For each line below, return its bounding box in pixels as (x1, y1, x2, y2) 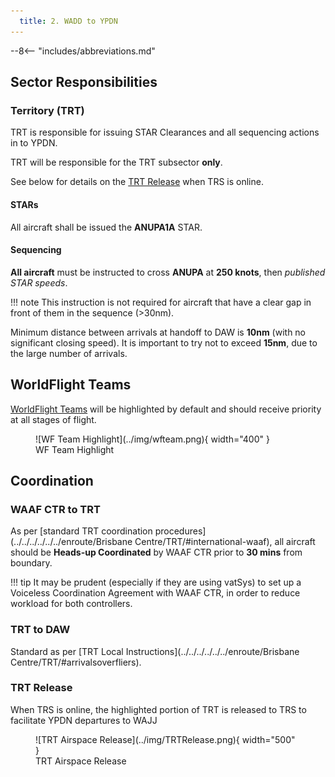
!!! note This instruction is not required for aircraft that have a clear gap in (10, 296, 312, 308)
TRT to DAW (10, 623, 71, 637)
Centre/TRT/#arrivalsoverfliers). (10, 656, 142, 668)
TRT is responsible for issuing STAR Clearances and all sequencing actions (10, 126, 320, 139)
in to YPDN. (10, 137, 58, 149)
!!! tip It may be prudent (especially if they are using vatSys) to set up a (10, 576, 302, 589)
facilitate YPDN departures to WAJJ (10, 714, 158, 726)
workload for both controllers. (10, 598, 133, 610)
